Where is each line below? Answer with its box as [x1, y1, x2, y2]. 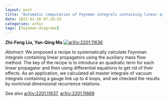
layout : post [5, 7, 32, 12]
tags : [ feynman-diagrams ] [5, 26, 59, 31]
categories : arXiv [5, 21, 43, 26]
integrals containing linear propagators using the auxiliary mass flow [5, 54, 146, 60]
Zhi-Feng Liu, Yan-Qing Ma [5, 39, 62, 45]
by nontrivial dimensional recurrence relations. [5, 81, 101, 87]
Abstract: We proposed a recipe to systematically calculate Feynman [5, 49, 147, 55]
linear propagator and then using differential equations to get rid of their [5, 65, 153, 71]
